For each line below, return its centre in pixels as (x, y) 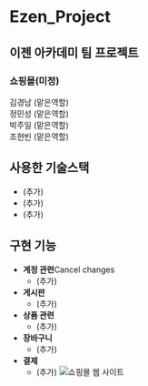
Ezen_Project (60, 17)
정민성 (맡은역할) (39, 113)
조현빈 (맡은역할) (39, 136)
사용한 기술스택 (49, 168)
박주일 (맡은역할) (39, 125)
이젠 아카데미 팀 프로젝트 (74, 52)
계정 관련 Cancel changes (69, 269)
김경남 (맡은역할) (39, 102)
